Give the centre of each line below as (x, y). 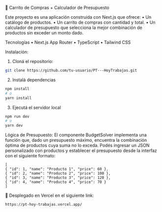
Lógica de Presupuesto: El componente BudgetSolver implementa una (76, 135)
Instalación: (17, 52)
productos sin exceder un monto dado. (44, 33)
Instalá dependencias (34, 80)
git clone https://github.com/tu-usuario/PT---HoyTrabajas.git (71, 70)
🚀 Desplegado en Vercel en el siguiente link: (50, 196)
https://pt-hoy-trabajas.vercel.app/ (44, 205)
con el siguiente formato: (30, 156)
